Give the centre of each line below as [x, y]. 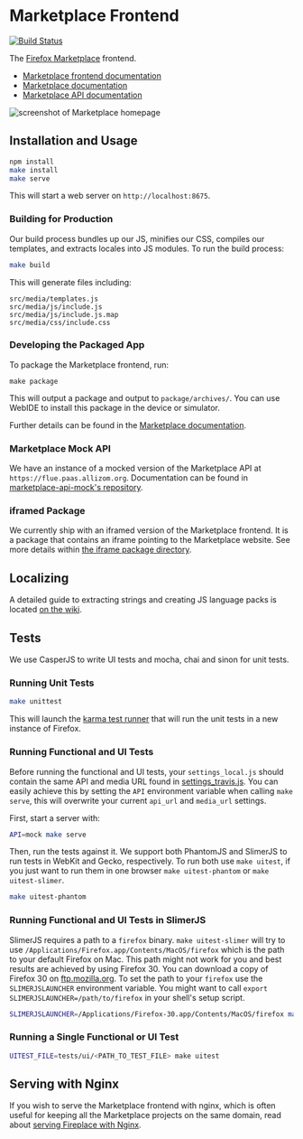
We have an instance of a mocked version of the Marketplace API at [135, 468]
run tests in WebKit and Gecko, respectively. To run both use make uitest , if [150, 861]
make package [34, 381]
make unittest [36, 702]
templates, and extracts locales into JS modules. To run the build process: [147, 248]
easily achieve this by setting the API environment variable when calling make [151, 790]
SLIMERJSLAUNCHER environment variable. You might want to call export [138, 988]
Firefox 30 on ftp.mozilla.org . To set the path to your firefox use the [136, 978]
